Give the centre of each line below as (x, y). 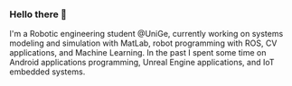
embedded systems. (47, 72)
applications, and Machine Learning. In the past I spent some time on (138, 53)
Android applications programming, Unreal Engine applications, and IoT (142, 63)
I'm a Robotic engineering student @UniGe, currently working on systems (146, 34)
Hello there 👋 (38, 14)
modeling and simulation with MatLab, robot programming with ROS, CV (143, 43)
